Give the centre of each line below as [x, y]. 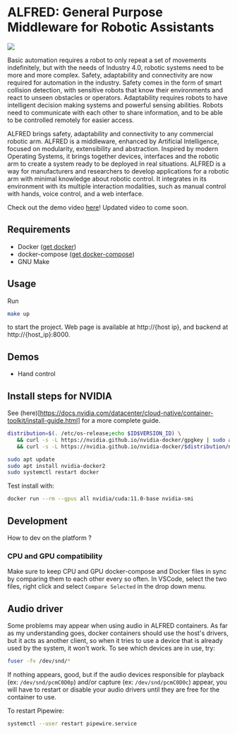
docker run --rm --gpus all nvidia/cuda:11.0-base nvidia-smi [101, 499]
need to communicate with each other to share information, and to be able [115, 112]
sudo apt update [31, 459]
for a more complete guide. [121, 421]
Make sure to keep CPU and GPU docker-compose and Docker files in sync [117, 572]
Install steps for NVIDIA [60, 396]
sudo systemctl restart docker [53, 473]
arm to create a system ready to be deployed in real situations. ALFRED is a [117, 164]
